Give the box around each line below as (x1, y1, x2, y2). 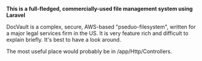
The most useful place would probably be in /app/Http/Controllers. (6, 48, 172, 55)
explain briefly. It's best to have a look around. (6, 36, 122, 43)
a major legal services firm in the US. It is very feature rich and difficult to (6, 30, 189, 37)
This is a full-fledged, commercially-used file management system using (6, 5, 193, 12)
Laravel (6, 11, 25, 19)
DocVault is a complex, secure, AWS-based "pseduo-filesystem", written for (6, 24, 196, 30)
